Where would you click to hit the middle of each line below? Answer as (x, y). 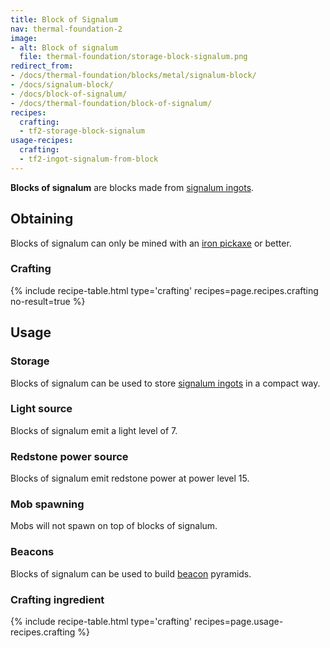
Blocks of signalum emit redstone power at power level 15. (130, 478)
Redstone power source (69, 456)
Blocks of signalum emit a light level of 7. (94, 430)
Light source (41, 409)
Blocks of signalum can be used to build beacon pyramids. (131, 573)
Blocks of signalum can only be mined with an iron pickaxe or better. (151, 243)
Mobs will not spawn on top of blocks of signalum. (114, 526)
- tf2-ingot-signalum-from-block (89, 159)
